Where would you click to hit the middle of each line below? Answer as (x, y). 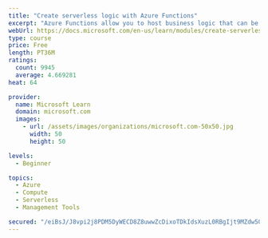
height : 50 (47, 141)
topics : (21, 178)
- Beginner (33, 163)
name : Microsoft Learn (53, 105)
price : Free (28, 46)
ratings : (23, 61)
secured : (23, 222)
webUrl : (21, 30)
